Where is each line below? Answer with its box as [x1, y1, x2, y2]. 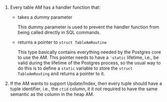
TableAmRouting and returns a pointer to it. [17, 71, 105, 77]
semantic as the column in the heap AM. [10, 91, 95, 97]
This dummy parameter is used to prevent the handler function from [17, 24, 159, 30]
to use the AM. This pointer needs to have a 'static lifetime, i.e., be [17, 54, 159, 60]
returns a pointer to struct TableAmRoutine [17, 39, 107, 45]
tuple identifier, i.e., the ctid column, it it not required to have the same [10, 86, 158, 92]
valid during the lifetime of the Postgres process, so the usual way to [17, 60, 161, 65]
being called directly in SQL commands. [17, 29, 101, 35]
